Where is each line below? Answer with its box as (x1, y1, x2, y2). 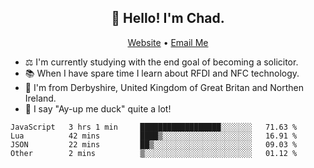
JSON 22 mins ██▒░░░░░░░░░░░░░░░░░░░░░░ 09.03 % (10, 139, 298, 150)
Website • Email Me (127, 36, 209, 48)
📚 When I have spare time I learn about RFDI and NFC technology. (24, 67, 300, 79)
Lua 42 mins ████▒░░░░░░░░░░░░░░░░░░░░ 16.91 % (10, 131, 298, 141)
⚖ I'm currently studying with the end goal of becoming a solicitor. (24, 56, 299, 68)
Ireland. (24, 92, 57, 104)
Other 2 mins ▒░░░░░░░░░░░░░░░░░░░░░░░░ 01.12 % (10, 148, 298, 158)
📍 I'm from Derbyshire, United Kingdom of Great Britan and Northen (24, 81, 305, 93)
